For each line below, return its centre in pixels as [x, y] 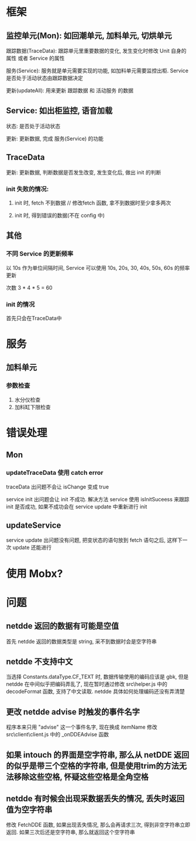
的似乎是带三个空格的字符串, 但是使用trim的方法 [93, 765]
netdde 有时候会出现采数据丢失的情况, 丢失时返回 [95, 799]
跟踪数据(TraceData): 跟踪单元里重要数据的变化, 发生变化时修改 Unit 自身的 [96, 51]
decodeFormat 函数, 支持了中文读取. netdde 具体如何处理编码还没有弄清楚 [96, 692]
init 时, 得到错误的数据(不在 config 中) [60, 215]
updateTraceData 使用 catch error [55, 473]
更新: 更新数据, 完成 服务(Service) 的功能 [55, 138]
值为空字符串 [29, 810]
